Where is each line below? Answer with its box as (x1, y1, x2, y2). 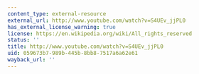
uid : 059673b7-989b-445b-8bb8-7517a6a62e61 (7, 50, 139, 57)
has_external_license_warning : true (7, 23, 116, 30)
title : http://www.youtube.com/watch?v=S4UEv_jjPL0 (7, 43, 163, 50)
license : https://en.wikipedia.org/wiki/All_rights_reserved (7, 30, 193, 37)
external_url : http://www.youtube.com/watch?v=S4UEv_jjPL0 (7, 17, 186, 24)
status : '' (7, 37, 40, 44)
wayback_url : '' (7, 56, 55, 63)
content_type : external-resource (7, 10, 107, 18)
